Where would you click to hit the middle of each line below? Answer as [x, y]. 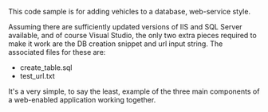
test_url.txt [37, 76]
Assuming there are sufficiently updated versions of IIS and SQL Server [125, 27]
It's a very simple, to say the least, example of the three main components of [134, 91]
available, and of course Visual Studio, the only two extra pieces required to [132, 35]
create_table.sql [46, 68]
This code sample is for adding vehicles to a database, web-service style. [130, 12]
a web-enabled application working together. [82, 100]
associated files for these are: [57, 52]
